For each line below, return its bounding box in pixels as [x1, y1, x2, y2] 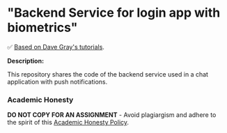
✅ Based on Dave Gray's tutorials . [7, 42, 104, 51]
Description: [7, 56, 44, 65]
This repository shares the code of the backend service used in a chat [7, 70, 209, 78]
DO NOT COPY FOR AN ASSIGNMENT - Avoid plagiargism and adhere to [7, 111, 217, 119]
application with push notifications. [7, 77, 108, 86]
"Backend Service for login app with [7, 5, 221, 21]
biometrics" [7, 19, 78, 36]
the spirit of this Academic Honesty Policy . [7, 118, 130, 127]
